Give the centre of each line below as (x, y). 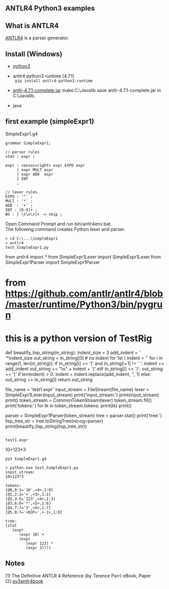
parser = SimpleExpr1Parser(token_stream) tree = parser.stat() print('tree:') (83, 415)
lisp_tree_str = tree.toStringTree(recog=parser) (54, 421)
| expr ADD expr (35, 174)
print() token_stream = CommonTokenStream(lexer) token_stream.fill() (79, 400)
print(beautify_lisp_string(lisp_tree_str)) (46, 426)
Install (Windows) (34, 54)
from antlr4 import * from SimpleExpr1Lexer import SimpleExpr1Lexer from (83, 257)
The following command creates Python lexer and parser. (65, 229)
